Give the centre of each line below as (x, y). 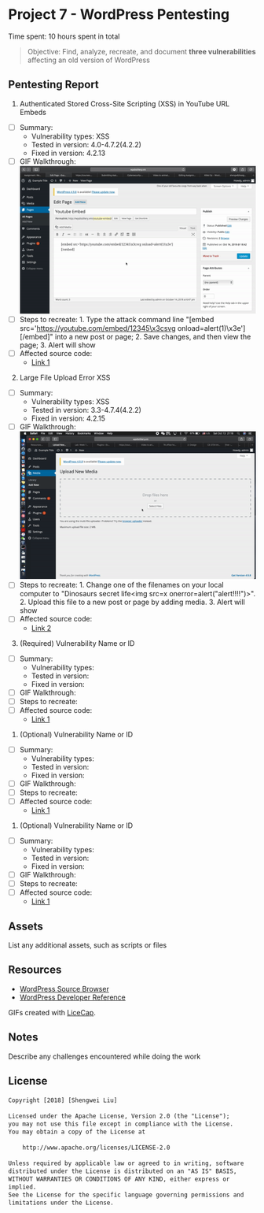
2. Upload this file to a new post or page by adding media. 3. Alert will (132, 602)
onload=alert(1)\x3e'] (211, 328)
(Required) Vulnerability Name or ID (77, 643)
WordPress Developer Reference (72, 997)
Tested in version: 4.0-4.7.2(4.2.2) (86, 144)
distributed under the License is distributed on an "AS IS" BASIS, (123, 1171)
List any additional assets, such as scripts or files (88, 945)
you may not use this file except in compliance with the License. (121, 1124)
